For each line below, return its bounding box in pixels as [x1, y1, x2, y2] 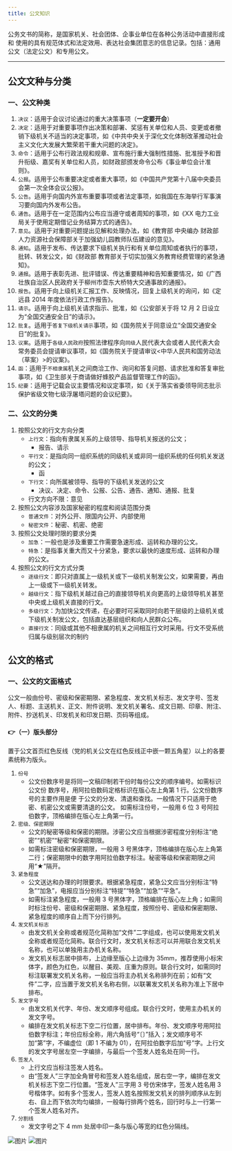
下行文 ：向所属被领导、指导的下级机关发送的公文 [28, 477, 165, 486]
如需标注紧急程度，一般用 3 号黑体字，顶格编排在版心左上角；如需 [28, 895, 217, 903]
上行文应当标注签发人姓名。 [28, 1063, 107, 1071]
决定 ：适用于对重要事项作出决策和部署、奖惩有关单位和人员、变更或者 [17, 123, 215, 131]
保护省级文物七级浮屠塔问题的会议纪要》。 [17, 390, 136, 398]
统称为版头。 [13, 755, 50, 764]
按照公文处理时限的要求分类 [17, 529, 97, 537]
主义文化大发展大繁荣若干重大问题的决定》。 [17, 140, 142, 149]
